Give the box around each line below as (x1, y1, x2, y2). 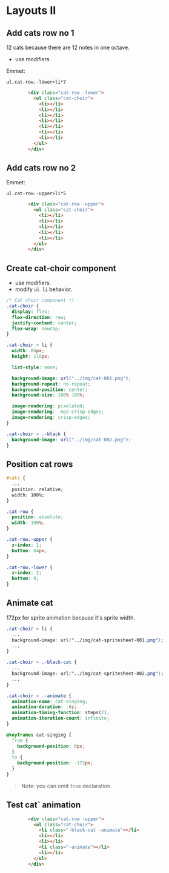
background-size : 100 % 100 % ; (12, 392, 85, 398)
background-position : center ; (12, 386, 88, 393)
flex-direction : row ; (12, 314, 67, 320)
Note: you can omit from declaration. (21, 782, 112, 789)
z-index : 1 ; (12, 542, 42, 548)
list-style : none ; (12, 364, 59, 370)
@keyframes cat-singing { (6, 732, 71, 738)
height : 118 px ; (12, 353, 50, 360)
